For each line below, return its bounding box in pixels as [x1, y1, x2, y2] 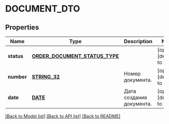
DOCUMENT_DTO [5, 3, 80, 15]
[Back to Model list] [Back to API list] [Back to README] [5, 113, 121, 119]
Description [124, 38, 152, 45]
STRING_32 [32, 73, 60, 80]
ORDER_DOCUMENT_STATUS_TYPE [32, 53, 119, 59]
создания [124, 94, 147, 101]
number [8, 73, 27, 80]
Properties [5, 23, 39, 32]
